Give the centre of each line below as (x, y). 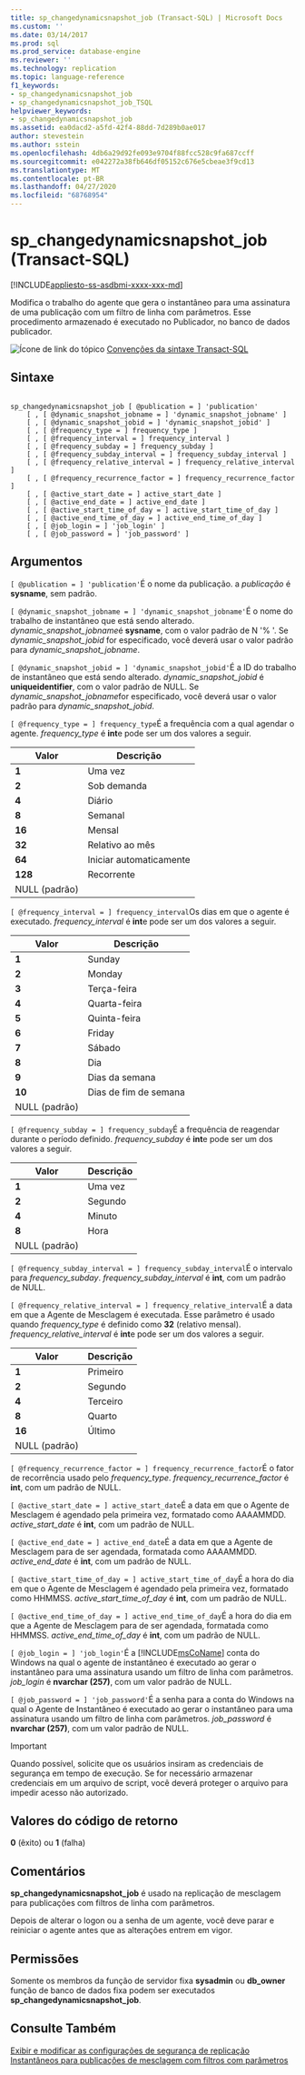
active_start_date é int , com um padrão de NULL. (103, 1524)
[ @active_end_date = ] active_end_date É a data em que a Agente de (142, 1541)
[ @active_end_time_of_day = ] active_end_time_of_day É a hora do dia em (151, 1616)
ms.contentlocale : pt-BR (57, 178)
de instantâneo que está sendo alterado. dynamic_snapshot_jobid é (137, 677)
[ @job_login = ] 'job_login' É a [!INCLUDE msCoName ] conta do (135, 1652)
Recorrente (111, 874)
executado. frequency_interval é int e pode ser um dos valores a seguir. (143, 921)
